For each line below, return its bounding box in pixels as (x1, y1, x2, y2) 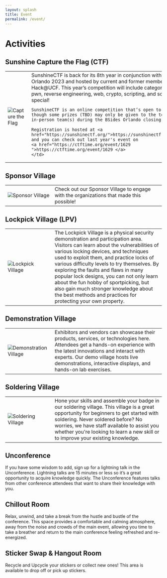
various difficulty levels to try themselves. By (54, 260, 159, 267)
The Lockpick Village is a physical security (54, 230, 154, 236)
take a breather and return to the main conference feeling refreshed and (5, 529, 153, 535)
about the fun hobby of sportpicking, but (54, 279, 149, 286)
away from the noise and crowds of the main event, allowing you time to (5, 524, 153, 530)
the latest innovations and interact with (54, 347, 145, 354)
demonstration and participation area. (54, 235, 143, 242)
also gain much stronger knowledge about (54, 285, 153, 292)
